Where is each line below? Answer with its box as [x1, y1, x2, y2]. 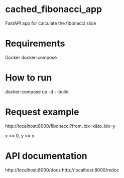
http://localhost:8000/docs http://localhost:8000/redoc [5, 167, 119, 173]
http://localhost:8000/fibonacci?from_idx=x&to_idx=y [5, 123, 115, 129]
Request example [5, 107, 79, 118]
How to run [5, 72, 52, 83]
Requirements [5, 38, 65, 49]
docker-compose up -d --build [5, 88, 69, 95]
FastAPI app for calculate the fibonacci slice [5, 20, 96, 26]
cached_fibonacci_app [5, 4, 102, 15]
